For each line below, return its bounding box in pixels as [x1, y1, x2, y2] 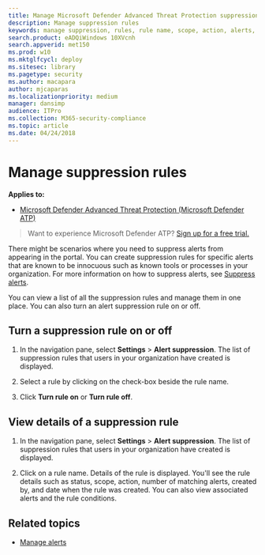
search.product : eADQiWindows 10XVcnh [8, 33, 136, 42]
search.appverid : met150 [8, 41, 90, 49]
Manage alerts [19, 538, 67, 546]
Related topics [8, 516, 80, 530]
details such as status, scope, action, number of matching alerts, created [19, 477, 257, 486]
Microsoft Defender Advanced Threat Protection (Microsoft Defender [19, 205, 244, 214]
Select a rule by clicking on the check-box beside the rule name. [19, 377, 230, 387]
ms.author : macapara [8, 77, 77, 85]
